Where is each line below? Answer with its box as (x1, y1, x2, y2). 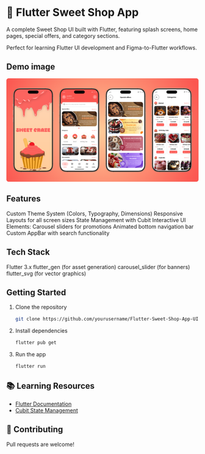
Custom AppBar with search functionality (6, 229, 110, 237)
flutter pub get (15, 340, 57, 346)
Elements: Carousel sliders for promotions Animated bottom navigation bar (6, 223, 194, 230)
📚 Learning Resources (6, 381, 95, 391)
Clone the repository (15, 303, 67, 311)
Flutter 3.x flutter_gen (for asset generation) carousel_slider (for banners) (6, 263, 190, 270)
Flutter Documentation (15, 400, 72, 408)
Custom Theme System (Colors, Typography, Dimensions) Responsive (6, 210, 183, 217)
